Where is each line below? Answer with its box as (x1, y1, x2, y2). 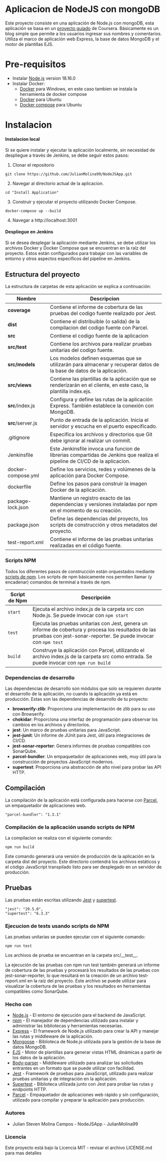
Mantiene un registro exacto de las (50, 495, 131, 502)
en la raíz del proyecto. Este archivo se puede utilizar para (27, 978, 147, 984)
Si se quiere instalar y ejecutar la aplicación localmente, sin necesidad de (5, 147, 155, 153)
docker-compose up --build (5, 209, 61, 214)
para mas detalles (5, 1150, 42, 1156)
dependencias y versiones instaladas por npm (50, 501, 158, 508)
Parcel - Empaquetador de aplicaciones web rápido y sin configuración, (12, 1092, 160, 1098)
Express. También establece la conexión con (50, 402, 154, 409)
